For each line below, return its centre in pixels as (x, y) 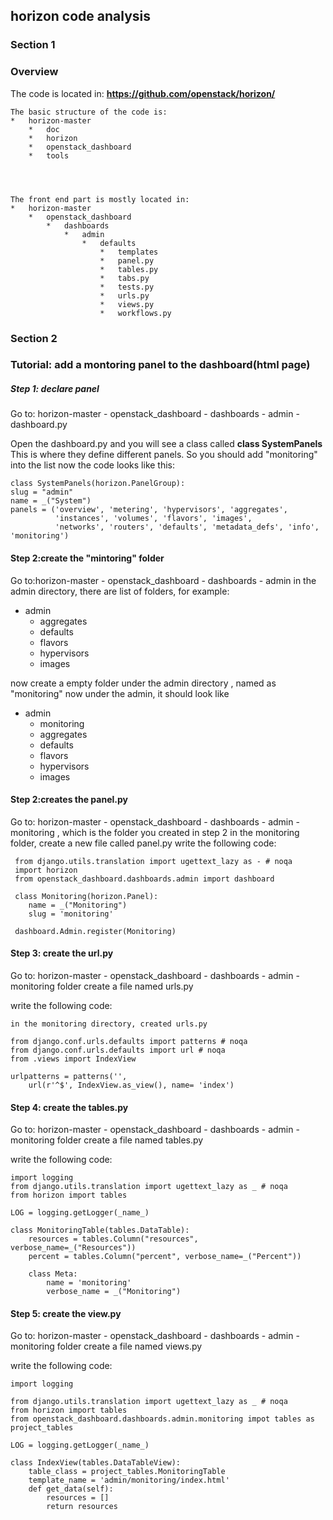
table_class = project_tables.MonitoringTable (127, 1472)
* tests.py (127, 287)
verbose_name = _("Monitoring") (114, 1292)
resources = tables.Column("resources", (113, 1239)
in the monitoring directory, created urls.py (109, 1024)
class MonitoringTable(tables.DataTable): (100, 1230)
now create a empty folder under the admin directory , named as (143, 683)
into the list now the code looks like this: (93, 465)
